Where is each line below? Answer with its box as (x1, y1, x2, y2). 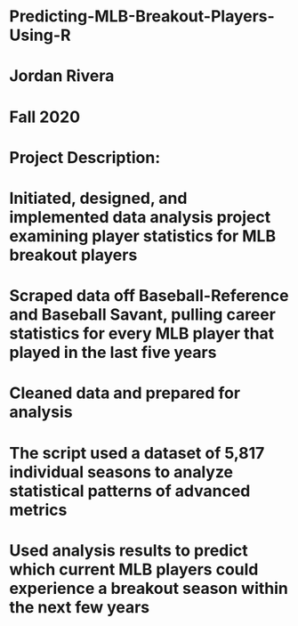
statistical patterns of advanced (9, 481, 251, 500)
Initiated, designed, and (9, 188, 188, 208)
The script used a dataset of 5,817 (9, 443, 265, 463)
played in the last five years (9, 343, 217, 362)
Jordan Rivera (9, 66, 115, 86)
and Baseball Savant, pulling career (9, 305, 276, 325)
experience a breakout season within (9, 578, 289, 598)
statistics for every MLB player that (9, 323, 275, 344)
